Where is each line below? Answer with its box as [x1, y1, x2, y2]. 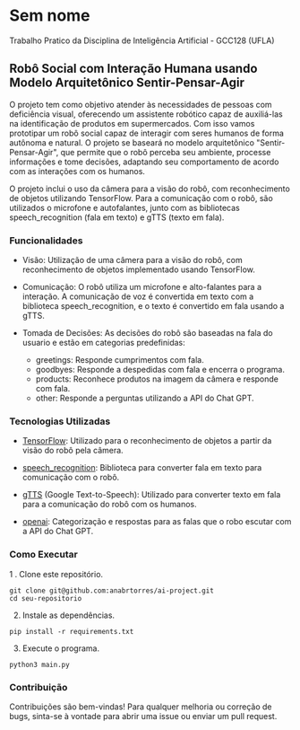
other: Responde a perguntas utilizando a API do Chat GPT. [35, 392, 254, 404]
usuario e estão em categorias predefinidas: [21, 338, 185, 348]
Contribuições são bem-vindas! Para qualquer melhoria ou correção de [9, 701, 272, 712]
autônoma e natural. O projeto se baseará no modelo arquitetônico [9, 136, 255, 148]
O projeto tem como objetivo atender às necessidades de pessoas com [9, 99, 272, 110]
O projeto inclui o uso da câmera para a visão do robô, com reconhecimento [9, 183, 291, 194]
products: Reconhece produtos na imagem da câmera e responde [35, 374, 279, 384]
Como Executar [9, 549, 78, 561]
